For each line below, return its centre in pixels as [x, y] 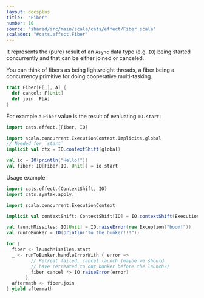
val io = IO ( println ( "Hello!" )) [47, 161]
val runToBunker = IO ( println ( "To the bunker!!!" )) [73, 233]
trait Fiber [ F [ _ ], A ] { [36, 88]
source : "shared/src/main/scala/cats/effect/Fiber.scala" [81, 29]
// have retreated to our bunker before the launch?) [100, 266]
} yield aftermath [29, 289]
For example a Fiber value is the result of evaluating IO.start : [84, 116]
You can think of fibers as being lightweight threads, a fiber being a [90, 70]
